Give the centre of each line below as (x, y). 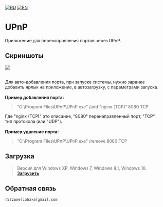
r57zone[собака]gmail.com (31, 200)
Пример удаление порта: (32, 132)
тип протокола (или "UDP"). (34, 121)
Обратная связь (31, 188)
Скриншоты (24, 56)
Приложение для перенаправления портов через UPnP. (63, 40)
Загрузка (20, 156)
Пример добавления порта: (35, 97)
